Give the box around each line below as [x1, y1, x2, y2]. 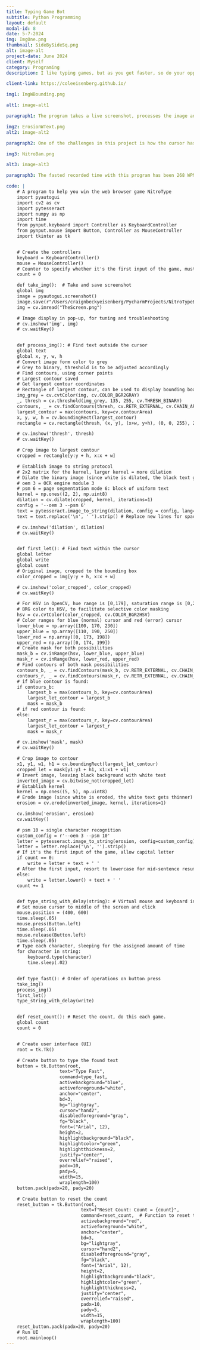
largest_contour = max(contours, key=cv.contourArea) [17, 409, 153, 415]
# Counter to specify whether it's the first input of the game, [17, 266, 183, 272]
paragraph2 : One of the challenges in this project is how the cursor [6, 140, 185, 146]
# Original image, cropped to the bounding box [17, 568, 137, 574]
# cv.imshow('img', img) [17, 321, 79, 327]
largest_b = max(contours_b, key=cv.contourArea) [27, 689, 153, 696]
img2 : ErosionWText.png [6, 124, 65, 130]
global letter [17, 551, 52, 557]
